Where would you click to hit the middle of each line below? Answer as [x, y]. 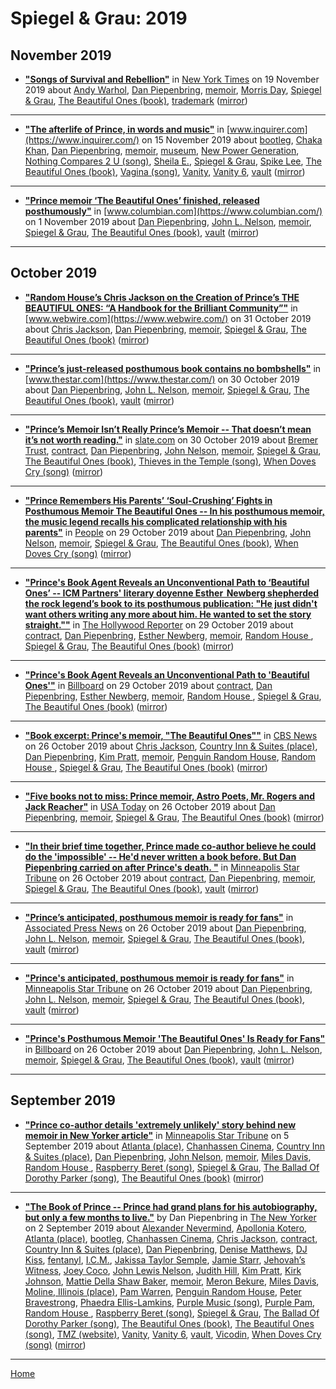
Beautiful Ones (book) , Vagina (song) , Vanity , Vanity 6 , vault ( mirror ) [165, 171]
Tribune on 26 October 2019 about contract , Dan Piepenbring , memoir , [170, 878]
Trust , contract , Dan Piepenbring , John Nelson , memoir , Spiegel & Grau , [173, 450]
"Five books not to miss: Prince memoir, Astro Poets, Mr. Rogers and [169, 796]
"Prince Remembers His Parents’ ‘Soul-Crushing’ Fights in [148, 500]
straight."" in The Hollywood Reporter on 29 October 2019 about [159, 624]
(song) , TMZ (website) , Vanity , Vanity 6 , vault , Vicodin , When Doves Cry [173, 1334]
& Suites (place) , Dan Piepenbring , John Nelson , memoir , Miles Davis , [168, 1156]
